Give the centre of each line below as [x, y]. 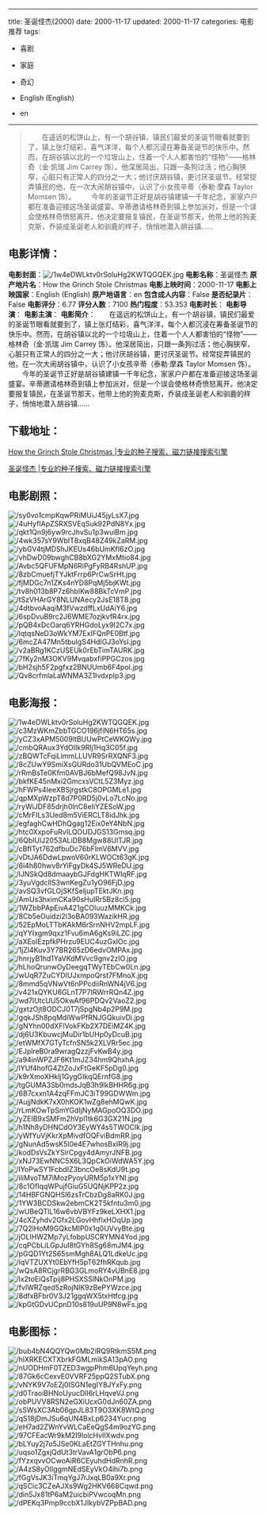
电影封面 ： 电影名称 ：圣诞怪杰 [128, 274]
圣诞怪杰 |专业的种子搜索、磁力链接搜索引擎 [80, 468]
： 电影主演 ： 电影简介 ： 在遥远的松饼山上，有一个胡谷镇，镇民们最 [131, 314]
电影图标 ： [34, 1331]
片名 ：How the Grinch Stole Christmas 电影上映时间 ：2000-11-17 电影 [136, 284]
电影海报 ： [34, 702]
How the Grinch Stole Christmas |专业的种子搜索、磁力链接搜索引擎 [118, 451]
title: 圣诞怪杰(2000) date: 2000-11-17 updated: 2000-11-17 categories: [123, 21]
